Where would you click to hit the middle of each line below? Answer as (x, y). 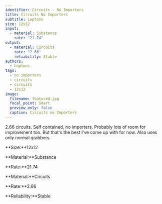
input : (12, 29)
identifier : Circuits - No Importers (44, 10)
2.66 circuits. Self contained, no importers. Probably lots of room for (75, 127)
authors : (14, 61)
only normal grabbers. (28, 137)
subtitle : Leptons (24, 19)
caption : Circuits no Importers (43, 113)
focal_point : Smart (30, 104)
